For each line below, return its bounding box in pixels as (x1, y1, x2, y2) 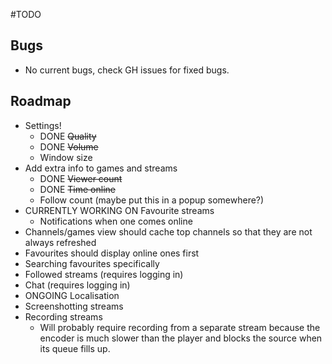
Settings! (24, 119, 62, 131)
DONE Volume (39, 140, 99, 153)
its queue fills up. (39, 342, 111, 354)
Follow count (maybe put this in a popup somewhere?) (39, 194, 265, 206)
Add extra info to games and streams (24, 162, 178, 174)
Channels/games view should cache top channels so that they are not (24, 225, 313, 238)
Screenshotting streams (24, 300, 124, 312)
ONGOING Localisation (24, 289, 120, 301)
